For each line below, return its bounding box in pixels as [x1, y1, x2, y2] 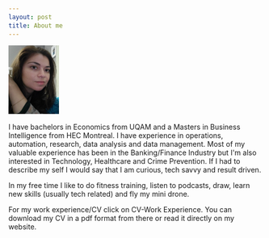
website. [8, 222, 37, 232]
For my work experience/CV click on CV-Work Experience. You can [8, 204, 233, 214]
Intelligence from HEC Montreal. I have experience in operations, [8, 130, 224, 140]
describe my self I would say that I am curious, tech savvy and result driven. [8, 165, 262, 174]
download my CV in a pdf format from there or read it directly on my [8, 213, 235, 223]
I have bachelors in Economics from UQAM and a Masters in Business [8, 122, 241, 132]
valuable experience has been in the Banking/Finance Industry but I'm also [8, 148, 257, 157]
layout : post [8, 13, 53, 21]
